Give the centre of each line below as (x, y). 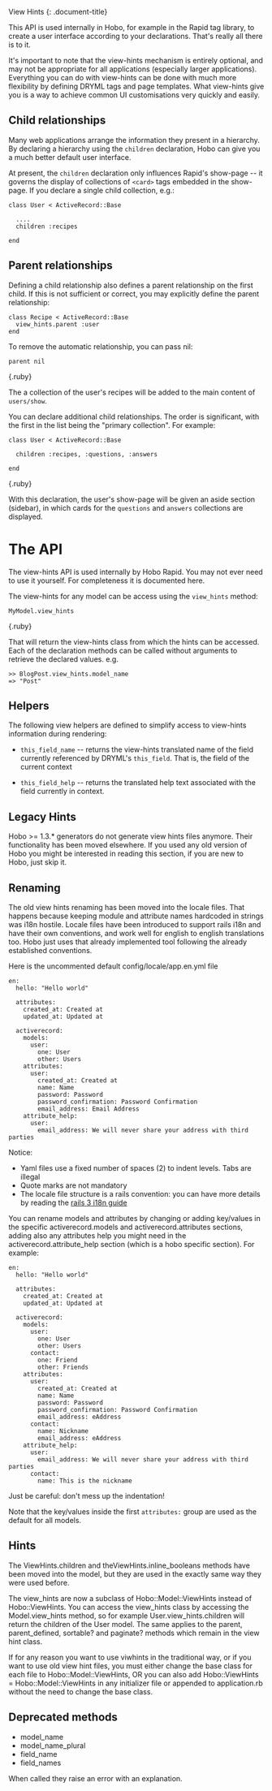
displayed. (26, 516)
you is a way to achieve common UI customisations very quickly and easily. (134, 95)
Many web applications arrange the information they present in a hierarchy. (134, 140)
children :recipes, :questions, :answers (87, 454)
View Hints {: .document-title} (58, 12)
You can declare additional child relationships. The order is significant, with (134, 416)
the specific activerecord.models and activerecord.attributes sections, (126, 1227)
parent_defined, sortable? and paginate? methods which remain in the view (134, 1633)
